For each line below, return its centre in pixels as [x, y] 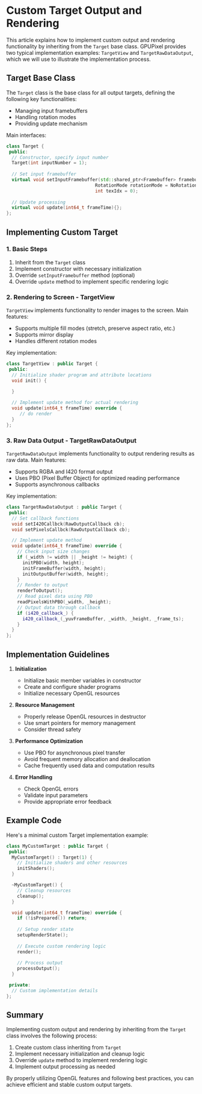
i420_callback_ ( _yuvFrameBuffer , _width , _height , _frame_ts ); [103, 619]
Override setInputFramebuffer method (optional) [75, 275]
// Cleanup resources [44, 890]
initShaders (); [36, 869]
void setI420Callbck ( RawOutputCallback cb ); [68, 524]
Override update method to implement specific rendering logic [92, 281]
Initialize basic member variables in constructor [82, 680]
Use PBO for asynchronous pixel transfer [75, 753]
